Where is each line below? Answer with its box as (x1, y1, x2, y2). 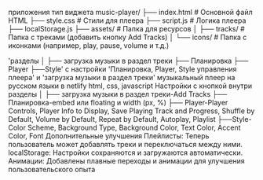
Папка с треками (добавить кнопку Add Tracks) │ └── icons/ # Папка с (8, 32, 247, 42)
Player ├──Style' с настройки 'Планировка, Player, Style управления (8, 64, 237, 74)
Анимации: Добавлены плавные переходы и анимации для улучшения (8, 156, 245, 165)
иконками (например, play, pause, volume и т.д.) (8, 41, 170, 50)
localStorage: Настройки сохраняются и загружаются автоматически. (8, 148, 243, 157)
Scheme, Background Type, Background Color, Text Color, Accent (27, 123, 241, 132)
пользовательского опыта (8, 165, 96, 174)
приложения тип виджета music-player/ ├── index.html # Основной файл (8, 8, 253, 17)
